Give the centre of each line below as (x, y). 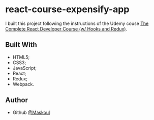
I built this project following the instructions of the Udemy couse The (77, 23)
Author (17, 100)
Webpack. (23, 84)
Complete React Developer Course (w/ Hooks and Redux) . (66, 28)
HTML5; (21, 57)
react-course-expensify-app (67, 9)
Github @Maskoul (31, 112)
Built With (21, 45)
